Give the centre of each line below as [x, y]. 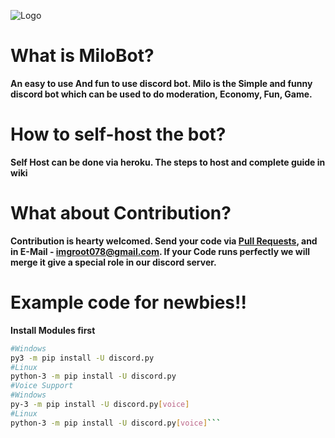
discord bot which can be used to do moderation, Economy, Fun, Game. [161, 94]
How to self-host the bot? [118, 134]
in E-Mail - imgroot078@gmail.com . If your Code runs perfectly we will [160, 251]
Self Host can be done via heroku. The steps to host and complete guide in [168, 162]
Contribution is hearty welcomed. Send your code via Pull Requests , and [164, 241]
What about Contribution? [121, 213]
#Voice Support [42, 386]
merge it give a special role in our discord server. [113, 262]
